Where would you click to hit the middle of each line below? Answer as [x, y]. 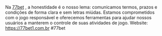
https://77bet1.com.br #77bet [35, 28]
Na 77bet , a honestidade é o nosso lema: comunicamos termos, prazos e [81, 7]
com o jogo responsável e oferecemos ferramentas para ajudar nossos [78, 18]
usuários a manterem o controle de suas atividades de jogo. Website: [76, 23]
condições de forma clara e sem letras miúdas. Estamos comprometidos [80, 12]
